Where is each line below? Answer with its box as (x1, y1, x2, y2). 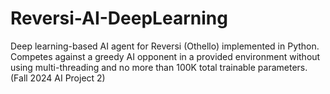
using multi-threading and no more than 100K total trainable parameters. (10, 61, 308, 73)
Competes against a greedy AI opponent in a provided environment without (10, 50, 321, 62)
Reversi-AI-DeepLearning (10, 7, 228, 30)
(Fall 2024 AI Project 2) (10, 72, 106, 84)
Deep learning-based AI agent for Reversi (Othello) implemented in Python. (10, 40, 320, 52)
